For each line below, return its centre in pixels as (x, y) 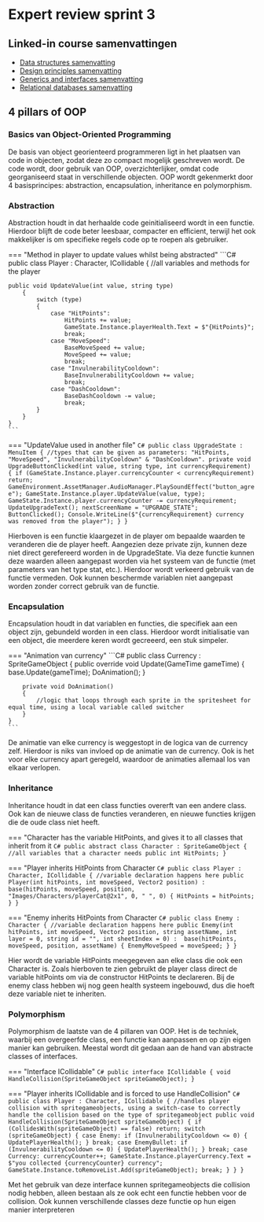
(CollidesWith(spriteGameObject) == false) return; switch (107, 1128)
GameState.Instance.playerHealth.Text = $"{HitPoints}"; (159, 327)
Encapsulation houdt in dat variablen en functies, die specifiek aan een (123, 624)
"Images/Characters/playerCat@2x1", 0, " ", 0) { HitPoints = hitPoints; (132, 896)
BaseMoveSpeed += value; (105, 348)
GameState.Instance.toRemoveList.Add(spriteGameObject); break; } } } (126, 1170)
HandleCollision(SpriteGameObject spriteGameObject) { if (105, 1122)
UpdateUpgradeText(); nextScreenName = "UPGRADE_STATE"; (103, 508)
